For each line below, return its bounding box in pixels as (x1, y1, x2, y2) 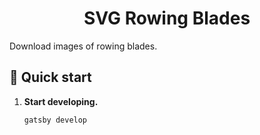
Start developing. (23, 95, 99, 107)
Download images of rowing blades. (9, 40, 158, 52)
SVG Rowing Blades (83, 7, 251, 30)
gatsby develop (23, 115, 88, 125)
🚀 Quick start (9, 69, 92, 86)
